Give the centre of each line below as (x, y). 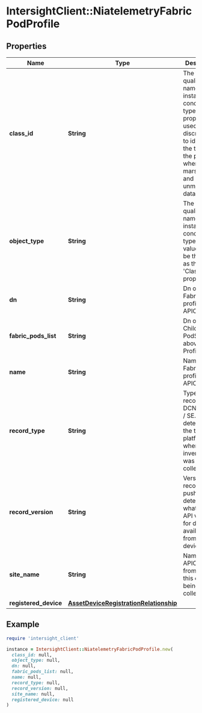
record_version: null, (40, 688)
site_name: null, (33, 694)
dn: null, (24, 666)
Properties (26, 46)
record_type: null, (36, 683)
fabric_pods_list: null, (43, 672)
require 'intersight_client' (43, 638)
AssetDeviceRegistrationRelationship (123, 603)
